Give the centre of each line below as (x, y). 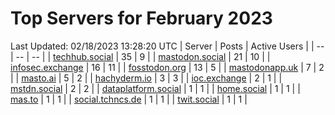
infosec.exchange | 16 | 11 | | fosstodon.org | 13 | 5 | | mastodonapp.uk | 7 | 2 (167, 67)
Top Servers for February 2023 (141, 18)
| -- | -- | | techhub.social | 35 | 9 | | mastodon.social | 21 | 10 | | (140, 56)
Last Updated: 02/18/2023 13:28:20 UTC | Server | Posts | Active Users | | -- (167, 46)
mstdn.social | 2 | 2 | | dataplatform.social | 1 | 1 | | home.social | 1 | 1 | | (155, 88)
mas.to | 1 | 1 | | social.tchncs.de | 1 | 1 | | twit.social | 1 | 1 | (129, 99)
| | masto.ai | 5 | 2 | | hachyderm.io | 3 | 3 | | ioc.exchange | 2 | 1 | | (146, 78)
